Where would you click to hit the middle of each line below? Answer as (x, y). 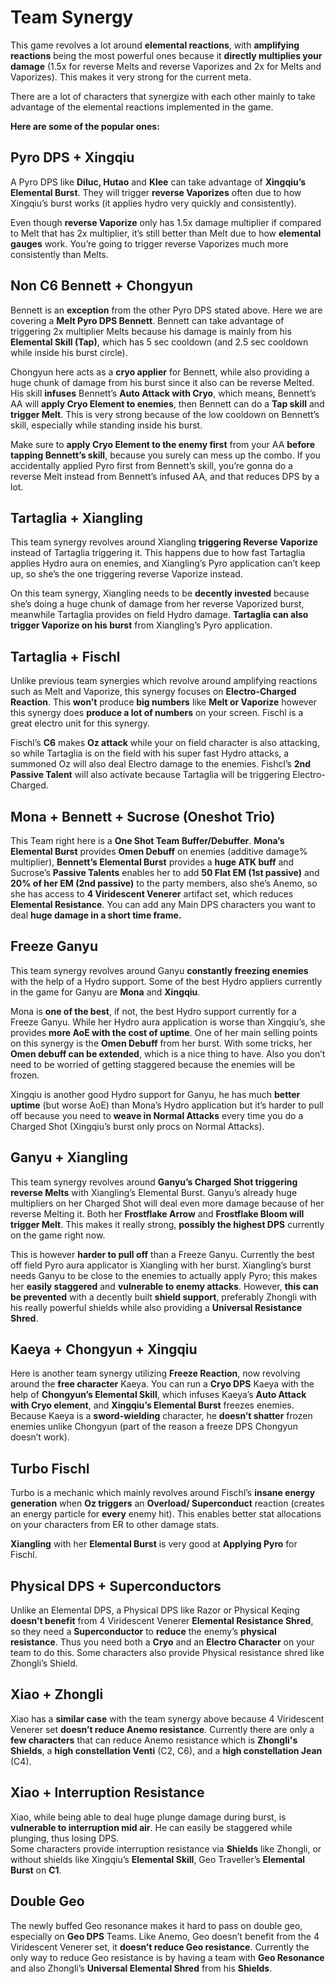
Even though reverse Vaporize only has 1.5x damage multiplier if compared (166, 222)
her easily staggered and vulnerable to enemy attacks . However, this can (164, 1286)
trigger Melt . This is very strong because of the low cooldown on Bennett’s (165, 414)
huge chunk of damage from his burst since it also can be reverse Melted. (162, 382)
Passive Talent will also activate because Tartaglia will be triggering (150, 775)
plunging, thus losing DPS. (65, 1838)
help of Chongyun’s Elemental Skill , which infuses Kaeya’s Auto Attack (158, 1395)
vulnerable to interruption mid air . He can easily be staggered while (151, 1827)
